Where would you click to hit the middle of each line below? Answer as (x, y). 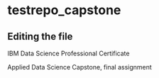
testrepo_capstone (64, 10)
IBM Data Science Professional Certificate (68, 53)
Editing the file (40, 37)
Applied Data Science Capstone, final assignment (80, 67)
